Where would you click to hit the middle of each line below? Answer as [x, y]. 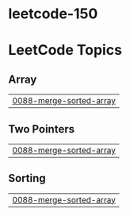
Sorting [27, 178]
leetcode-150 [53, 14]
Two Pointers [42, 129]
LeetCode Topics [65, 50]
